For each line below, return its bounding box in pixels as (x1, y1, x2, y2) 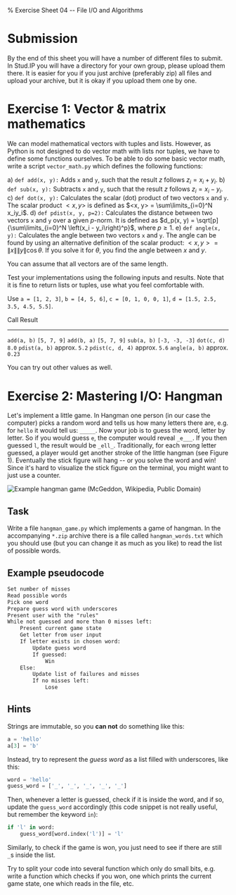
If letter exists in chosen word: (20, 638, 121, 646)
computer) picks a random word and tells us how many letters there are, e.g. (7, 419, 229, 427)
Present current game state (20, 625, 102, 632)
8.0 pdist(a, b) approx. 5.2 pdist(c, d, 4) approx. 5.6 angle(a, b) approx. (7, 343, 229, 352)
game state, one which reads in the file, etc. (7, 879, 134, 888)
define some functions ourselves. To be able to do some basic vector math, (7, 154, 226, 163)
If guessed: (32, 651, 68, 658)
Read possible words (7, 592, 68, 599)
